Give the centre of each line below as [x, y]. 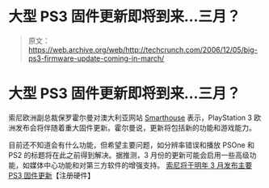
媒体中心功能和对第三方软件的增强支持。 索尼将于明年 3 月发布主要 [141, 165]
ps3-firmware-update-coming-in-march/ [96, 58]
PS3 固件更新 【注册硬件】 [52, 175]
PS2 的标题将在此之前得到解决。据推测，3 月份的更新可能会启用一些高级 [129, 155]
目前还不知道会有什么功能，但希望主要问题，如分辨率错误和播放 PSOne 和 [131, 145]
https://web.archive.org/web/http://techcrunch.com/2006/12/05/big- [143, 49]
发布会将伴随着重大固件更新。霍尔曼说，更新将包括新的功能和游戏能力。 [135, 127]
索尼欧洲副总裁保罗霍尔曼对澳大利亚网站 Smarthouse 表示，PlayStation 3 [130, 117]
